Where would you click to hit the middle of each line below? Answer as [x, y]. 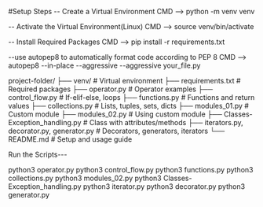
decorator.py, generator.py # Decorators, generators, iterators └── [117, 131]
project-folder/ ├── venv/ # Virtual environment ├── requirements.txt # [124, 81]
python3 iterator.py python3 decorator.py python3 [164, 187]
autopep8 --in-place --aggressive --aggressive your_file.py [104, 65]
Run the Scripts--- [38, 154]
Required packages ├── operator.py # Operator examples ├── [111, 89]
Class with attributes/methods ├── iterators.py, [166, 122]
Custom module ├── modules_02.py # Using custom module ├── [115, 114]
